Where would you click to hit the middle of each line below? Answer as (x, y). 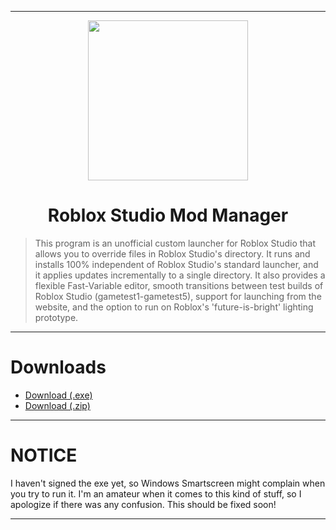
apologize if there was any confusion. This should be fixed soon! (143, 504)
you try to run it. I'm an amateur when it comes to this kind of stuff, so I (156, 493)
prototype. (56, 317)
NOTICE (44, 455)
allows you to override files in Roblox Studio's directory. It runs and (172, 253)
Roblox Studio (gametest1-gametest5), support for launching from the (178, 296)
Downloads (58, 367)
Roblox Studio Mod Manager (168, 215)
